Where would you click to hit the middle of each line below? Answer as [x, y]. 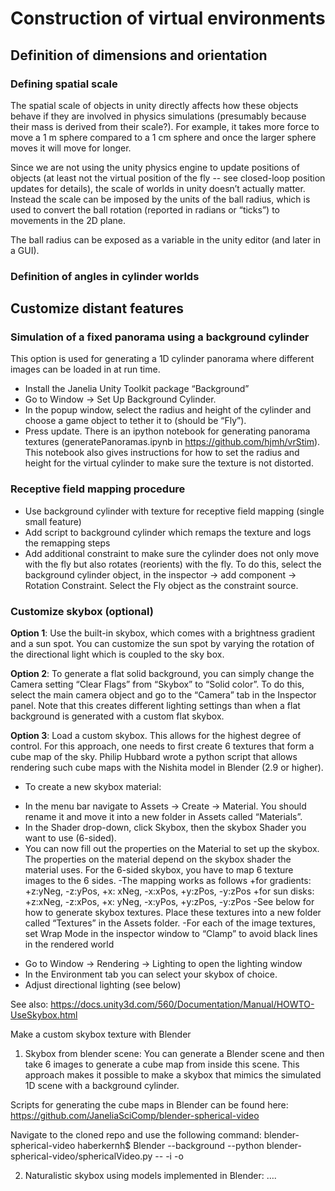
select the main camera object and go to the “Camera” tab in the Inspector [163, 695]
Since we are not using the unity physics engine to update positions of [155, 167]
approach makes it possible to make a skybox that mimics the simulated [173, 1075]
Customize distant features [97, 308]
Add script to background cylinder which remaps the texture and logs [168, 532]
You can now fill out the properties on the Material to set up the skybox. [172, 849]
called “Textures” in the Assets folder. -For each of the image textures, [170, 923]
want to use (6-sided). [70, 838]
